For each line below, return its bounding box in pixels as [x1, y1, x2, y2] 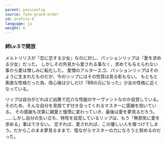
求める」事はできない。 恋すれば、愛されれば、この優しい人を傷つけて [5, 121, 150, 127]
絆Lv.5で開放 [5, 43, 36, 50]
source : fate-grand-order [5, 12, 58, 17]
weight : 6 [5, 26, 26, 31]
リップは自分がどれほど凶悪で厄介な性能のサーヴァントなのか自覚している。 [5, 96, 162, 102]
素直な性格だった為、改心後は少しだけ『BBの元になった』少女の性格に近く [5, 80, 159, 86]
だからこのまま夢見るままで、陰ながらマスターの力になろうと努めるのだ [13, 127, 161, 134]
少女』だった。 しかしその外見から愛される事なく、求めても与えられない [9, 61, 159, 67]
